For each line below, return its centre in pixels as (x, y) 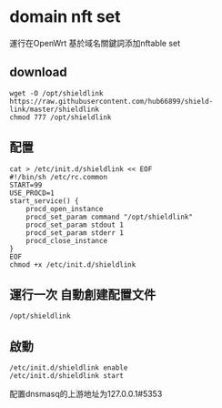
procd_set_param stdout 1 (75, 225)
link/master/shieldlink (55, 109)
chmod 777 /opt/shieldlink (61, 117)
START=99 (26, 185)
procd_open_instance (65, 209)
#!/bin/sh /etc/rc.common (58, 177)
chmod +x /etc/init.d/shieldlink (73, 265)
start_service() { (44, 201)
